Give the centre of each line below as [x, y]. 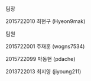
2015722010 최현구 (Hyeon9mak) [45, 21]
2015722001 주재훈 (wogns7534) [45, 46]
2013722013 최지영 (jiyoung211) [43, 72]
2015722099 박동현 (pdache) [40, 59]
